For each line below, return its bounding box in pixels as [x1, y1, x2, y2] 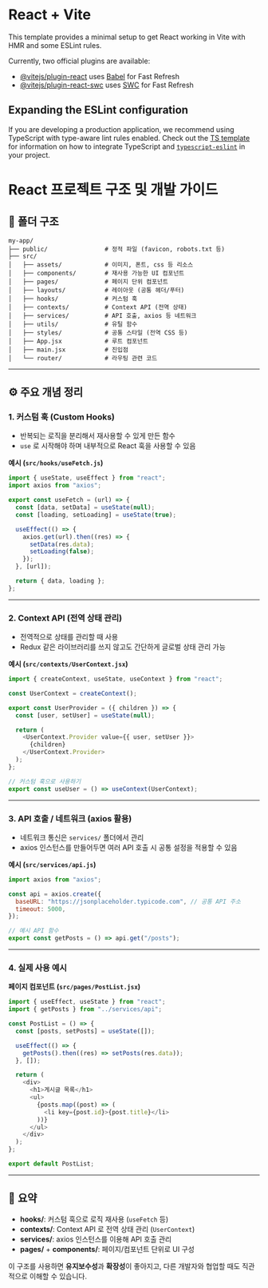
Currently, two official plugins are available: [8, 56, 151, 66]
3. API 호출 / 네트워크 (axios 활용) [8, 813, 132, 824]
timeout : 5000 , [15, 905, 66, 913]
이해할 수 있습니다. [29, 1271, 88, 1281]
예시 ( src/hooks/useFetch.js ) [8, 458, 104, 467]
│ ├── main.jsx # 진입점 [8, 346, 129, 354]
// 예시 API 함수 [8, 927, 60, 935]
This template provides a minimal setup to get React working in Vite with [8, 32, 246, 42]
